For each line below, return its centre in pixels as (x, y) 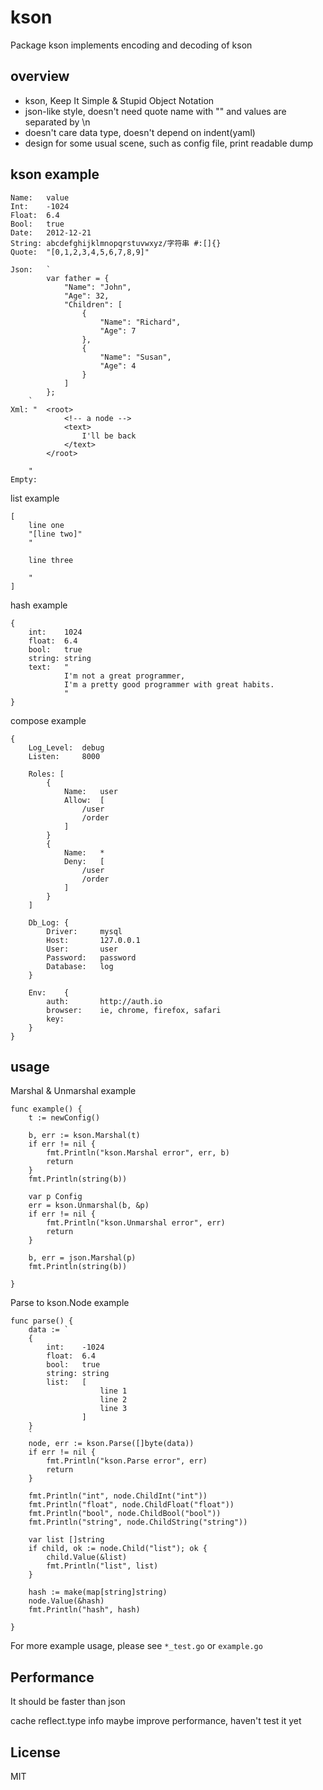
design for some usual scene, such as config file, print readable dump (169, 143)
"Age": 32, (86, 296)
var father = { (78, 278)
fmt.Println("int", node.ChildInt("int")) (118, 1496)
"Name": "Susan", (135, 357)
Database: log (80, 966)
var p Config (55, 1197)
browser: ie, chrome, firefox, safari (134, 1010)
